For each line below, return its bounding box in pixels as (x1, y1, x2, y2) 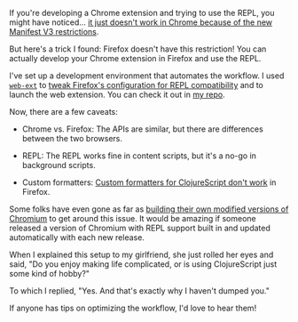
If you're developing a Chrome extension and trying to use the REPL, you (9, 8, 275, 18)
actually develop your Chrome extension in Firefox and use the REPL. (9, 53, 262, 63)
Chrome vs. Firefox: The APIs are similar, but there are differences (21, 124, 263, 134)
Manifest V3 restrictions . (9, 27, 99, 36)
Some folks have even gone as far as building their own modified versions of (9, 204, 289, 214)
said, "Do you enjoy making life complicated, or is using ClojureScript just (9, 259, 278, 270)
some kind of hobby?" (9, 269, 90, 278)
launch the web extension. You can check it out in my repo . (9, 89, 225, 100)
